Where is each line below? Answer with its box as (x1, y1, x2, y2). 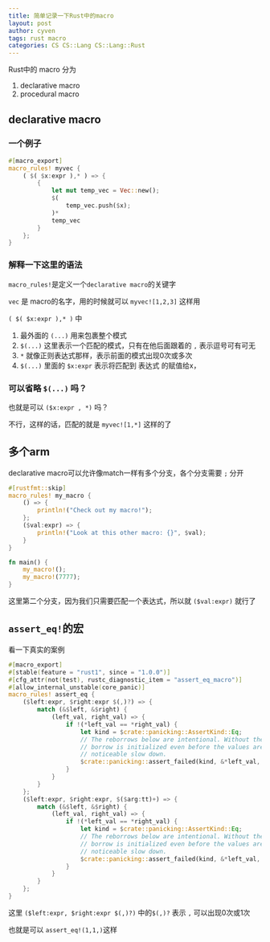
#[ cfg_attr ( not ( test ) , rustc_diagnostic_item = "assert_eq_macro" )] (8, 675, 243, 683)
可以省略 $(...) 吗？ (8, 382, 88, 394)
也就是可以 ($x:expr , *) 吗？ (8, 402, 108, 412)
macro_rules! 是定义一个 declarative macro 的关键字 (8, 279, 177, 289)
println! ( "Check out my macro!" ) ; (37, 507, 153, 515)
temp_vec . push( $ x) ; (65, 202, 131, 210)
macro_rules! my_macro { (8, 491, 92, 500)
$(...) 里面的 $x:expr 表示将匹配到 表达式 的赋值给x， (19, 361, 201, 370)
